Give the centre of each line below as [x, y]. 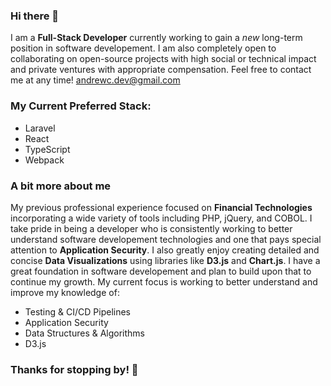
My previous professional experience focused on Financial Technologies [161, 207]
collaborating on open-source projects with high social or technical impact [163, 59]
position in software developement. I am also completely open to [143, 48]
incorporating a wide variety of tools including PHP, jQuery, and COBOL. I [161, 218]
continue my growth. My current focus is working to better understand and [164, 281]
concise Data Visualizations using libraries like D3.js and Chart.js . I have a [165, 260]
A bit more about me [61, 186]
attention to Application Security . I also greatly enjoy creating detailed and [165, 250]
